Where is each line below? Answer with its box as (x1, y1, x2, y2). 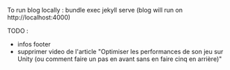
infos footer (17, 40, 51, 48)
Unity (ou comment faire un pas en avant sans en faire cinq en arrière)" (17, 55, 222, 63)
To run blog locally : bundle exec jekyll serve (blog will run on (7, 6, 183, 14)
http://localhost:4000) (7, 13, 71, 21)
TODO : (7, 27, 29, 35)
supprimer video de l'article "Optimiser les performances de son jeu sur (17, 48, 224, 55)
